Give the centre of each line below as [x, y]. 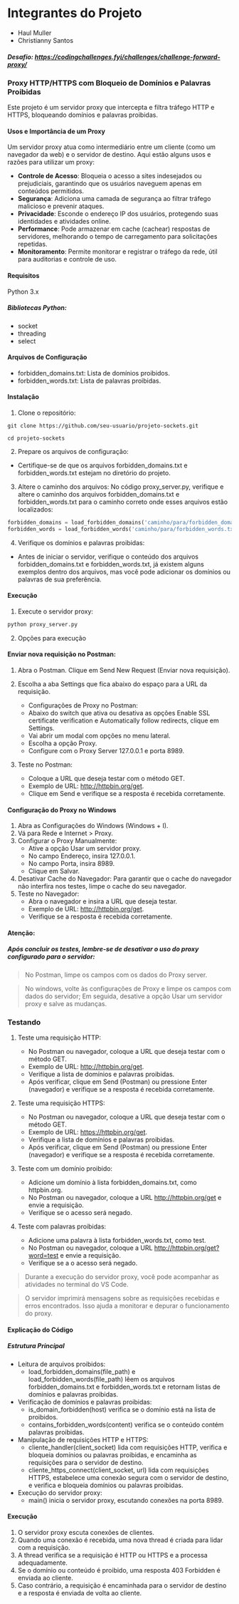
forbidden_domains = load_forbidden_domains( [76, 523]
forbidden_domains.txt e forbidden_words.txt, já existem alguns [111, 564]
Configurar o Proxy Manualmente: [67, 841]
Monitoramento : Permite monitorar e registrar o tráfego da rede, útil [118, 252]
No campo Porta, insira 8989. [71, 864]
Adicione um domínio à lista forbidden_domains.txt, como [112, 1183]
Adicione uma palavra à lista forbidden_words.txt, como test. [117, 1241]
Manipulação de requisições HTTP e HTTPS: [83, 1439]
